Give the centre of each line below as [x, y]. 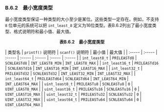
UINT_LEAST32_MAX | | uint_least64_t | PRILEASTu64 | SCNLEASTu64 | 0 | [73, 99]
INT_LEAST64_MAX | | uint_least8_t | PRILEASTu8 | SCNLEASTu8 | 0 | [69, 84]
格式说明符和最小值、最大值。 [43, 32]
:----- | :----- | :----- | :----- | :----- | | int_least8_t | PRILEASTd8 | [71, 58]
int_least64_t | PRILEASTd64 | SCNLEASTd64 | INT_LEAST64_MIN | [67, 79]
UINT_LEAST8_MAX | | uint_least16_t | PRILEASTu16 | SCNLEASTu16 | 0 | [72, 89]
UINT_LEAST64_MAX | [24, 105]
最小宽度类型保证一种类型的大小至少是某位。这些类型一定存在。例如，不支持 [82, 19]
